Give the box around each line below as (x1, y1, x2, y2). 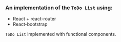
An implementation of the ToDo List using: (5, 4, 113, 11)
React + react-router (12, 16, 56, 22)
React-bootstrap (12, 21, 48, 27)
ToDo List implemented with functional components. (5, 31, 116, 37)
